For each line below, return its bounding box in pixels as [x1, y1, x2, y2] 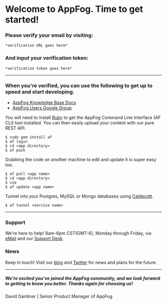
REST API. [5, 125, 26, 131]
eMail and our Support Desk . [5, 235, 64, 242]
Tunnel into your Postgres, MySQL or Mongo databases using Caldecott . [5, 193, 154, 200]
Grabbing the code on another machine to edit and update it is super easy [5, 157, 157, 163]
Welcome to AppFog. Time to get [5, 3, 143, 15]
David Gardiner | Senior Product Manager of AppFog [5, 293, 113, 299]
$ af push [5, 148, 26, 153]
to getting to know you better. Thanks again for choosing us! [5, 281, 133, 287]
